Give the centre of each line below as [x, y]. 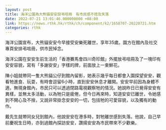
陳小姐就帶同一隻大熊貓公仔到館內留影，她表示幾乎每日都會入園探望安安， [81, 76]
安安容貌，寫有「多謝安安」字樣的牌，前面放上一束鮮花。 [63, 65]
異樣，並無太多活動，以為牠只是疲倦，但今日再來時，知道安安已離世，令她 [81, 94]
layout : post [19, 10]
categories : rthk [23, 28]
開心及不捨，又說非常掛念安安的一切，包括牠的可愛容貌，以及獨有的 [83, 100]
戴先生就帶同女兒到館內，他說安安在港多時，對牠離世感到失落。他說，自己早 [83, 117]
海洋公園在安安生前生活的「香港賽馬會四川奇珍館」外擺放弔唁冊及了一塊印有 [83, 59]
